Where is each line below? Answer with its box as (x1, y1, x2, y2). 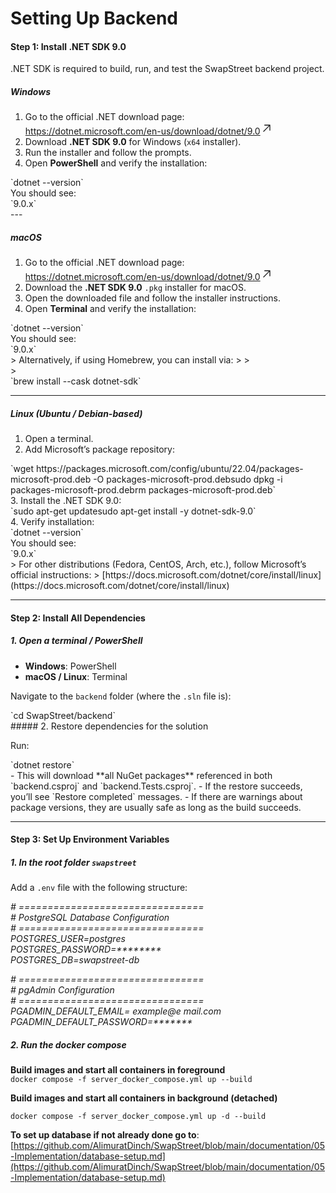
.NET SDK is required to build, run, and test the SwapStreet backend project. (10, 63, 325, 75)
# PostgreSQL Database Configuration (10, 912, 170, 924)
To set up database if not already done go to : (10, 1129, 200, 1141)
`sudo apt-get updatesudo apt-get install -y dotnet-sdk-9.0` (10, 505, 257, 517)
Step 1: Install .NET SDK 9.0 (10, 40, 127, 52)
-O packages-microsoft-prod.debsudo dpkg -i (93, 473, 283, 486)
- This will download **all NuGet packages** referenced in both (10, 769, 273, 781)
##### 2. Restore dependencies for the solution (10, 720, 209, 732)
